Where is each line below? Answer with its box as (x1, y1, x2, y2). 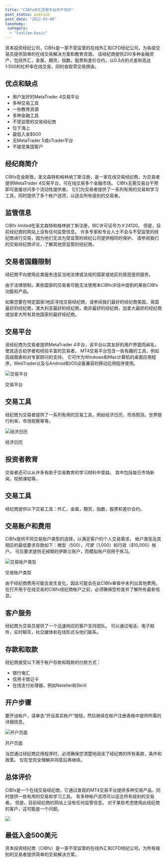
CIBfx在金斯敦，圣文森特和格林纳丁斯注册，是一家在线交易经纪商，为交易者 (5, 174, 160, 180)
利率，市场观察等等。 (9, 418, 53, 424)
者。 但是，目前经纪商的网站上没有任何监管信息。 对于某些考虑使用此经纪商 (5, 799, 160, 806)
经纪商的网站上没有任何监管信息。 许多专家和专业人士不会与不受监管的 (9, 229, 155, 235)
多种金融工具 (12, 112, 39, 118)
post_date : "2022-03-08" (5, 16, 57, 21)
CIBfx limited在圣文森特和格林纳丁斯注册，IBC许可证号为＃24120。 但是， (5, 222, 157, 228)
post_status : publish (5, 12, 50, 17)
